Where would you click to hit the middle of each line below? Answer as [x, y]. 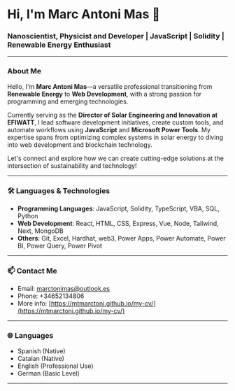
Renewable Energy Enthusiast [59, 45]
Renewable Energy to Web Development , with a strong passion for [104, 94]
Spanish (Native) [41, 351]
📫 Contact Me [32, 271]
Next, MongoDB [41, 231]
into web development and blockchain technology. [80, 144]
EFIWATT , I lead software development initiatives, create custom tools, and [115, 122]
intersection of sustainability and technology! [72, 165]
